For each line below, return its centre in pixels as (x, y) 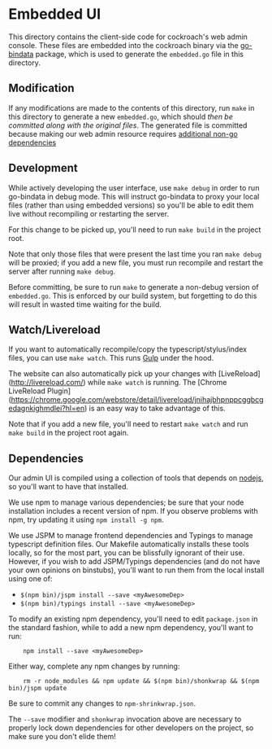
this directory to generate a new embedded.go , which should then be (121, 116)
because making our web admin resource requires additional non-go (123, 134)
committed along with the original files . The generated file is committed (128, 125)
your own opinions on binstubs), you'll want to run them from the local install (136, 570)
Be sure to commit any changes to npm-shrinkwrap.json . (102, 703)
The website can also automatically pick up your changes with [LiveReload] (135, 374)
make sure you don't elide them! (62, 737)
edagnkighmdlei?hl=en (47, 409)
